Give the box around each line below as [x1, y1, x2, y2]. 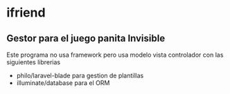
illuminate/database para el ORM [16, 79, 110, 87]
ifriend [6, 5, 46, 21]
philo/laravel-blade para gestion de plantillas [16, 71, 144, 79]
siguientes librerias [6, 58, 61, 66]
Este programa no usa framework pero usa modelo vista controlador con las [6, 50, 224, 59]
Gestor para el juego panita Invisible [6, 32, 166, 44]
